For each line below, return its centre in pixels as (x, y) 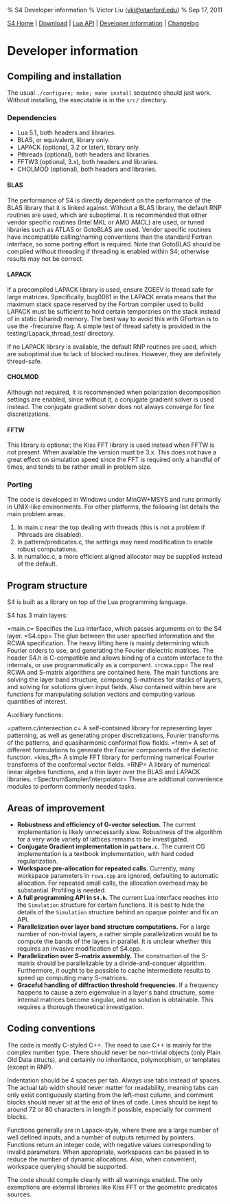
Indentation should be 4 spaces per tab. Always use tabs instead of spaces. (114, 1080)
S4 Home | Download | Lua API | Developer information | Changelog (103, 23)
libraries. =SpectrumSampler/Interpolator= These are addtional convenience (115, 779)
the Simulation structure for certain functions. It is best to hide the (111, 905)
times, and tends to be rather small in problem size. (80, 467)
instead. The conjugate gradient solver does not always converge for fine (111, 406)
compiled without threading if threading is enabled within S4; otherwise (108, 251)
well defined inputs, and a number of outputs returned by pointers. (101, 1137)
